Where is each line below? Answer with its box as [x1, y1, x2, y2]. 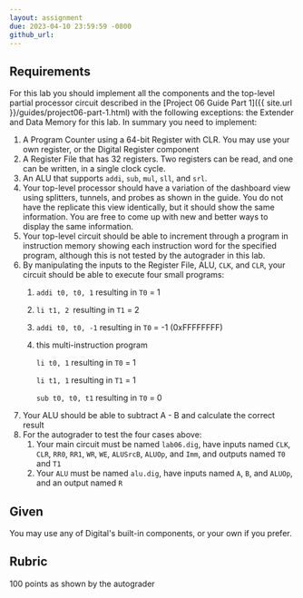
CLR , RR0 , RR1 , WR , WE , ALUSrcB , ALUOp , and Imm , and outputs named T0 [35, 448, 286, 459]
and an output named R [35, 477, 123, 488]
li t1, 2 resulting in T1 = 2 [35, 305, 140, 316]
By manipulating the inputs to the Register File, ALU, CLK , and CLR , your [22, 260, 286, 270]
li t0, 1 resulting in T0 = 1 [35, 358, 136, 368]
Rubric [9, 554, 48, 570]
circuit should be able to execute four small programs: [22, 270, 225, 280]
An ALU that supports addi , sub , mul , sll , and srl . [22, 173, 208, 184]
